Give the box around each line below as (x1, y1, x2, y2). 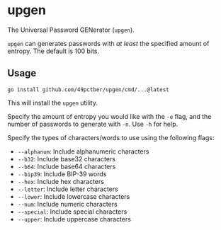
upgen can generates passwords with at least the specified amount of (7, 39, 210, 47)
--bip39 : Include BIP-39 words (17, 169, 107, 178)
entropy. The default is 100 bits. (7, 47, 100, 55)
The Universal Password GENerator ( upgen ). (7, 25, 135, 34)
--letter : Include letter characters (17, 185, 118, 193)
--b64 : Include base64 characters (17, 162, 116, 171)
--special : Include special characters (17, 207, 127, 216)
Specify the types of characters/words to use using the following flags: (7, 133, 215, 142)
